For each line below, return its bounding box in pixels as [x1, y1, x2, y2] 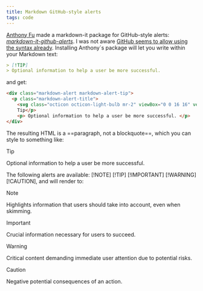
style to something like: [6, 136, 65, 143]
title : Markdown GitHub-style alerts [6, 8, 101, 15]
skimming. [6, 207, 32, 215]
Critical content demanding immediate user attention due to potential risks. [6, 254, 192, 261]
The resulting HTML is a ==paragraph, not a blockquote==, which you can [6, 129, 192, 137]
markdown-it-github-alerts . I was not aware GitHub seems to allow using [6, 38, 188, 45]
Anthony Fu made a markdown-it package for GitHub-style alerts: [6, 31, 170, 38]
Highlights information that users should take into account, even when [6, 201, 181, 208]
